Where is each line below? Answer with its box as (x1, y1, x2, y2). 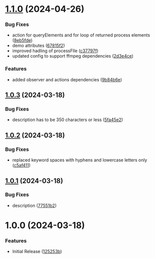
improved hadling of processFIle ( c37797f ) (12, 48, 99, 54)
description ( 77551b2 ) (12, 202, 57, 208)
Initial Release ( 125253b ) (12, 249, 62, 255)
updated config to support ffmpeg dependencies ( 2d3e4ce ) (12, 53, 134, 59)
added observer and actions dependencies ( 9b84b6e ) (12, 76, 122, 82)
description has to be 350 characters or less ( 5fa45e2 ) (12, 117, 124, 123)
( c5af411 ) (12, 162, 31, 168)
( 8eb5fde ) (12, 37, 33, 43)
